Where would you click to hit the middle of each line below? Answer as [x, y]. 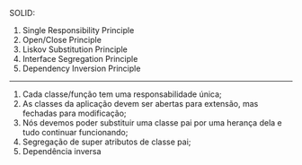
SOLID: [22, 13]
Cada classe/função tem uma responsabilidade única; [122, 94]
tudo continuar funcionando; [75, 132]
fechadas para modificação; [75, 113]
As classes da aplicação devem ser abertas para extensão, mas [140, 104]
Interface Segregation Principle [80, 59]
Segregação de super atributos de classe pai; [107, 142]
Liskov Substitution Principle [75, 49]
